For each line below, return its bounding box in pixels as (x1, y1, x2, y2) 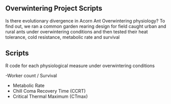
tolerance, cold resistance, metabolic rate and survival (5, 34, 120, 40)
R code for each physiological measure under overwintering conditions (5, 63, 155, 69)
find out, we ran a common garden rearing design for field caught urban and (5, 23, 166, 29)
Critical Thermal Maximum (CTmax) (12, 93, 88, 99)
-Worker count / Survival (5, 72, 57, 78)
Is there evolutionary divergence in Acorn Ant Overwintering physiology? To (5, 17, 165, 24)
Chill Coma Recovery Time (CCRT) (12, 88, 86, 94)
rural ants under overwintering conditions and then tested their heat (5, 28, 148, 35)
